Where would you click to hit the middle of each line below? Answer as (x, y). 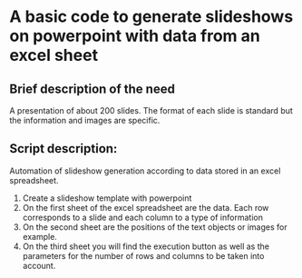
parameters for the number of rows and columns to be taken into (143, 255)
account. (39, 265)
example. (39, 236)
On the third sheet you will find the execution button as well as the (146, 246)
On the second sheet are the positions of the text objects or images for (155, 227)
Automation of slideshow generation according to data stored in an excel (145, 171)
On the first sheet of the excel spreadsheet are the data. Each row (146, 207)
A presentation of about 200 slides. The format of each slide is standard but (151, 110)
